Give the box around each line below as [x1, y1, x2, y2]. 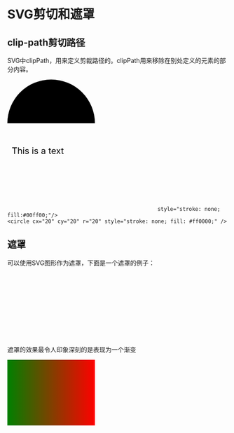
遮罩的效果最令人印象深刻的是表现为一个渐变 [7, 345, 137, 354]
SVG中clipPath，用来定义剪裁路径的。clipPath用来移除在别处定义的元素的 [7, 57, 220, 64]
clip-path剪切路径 [7, 36, 85, 48]
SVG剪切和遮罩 [7, 6, 95, 22]
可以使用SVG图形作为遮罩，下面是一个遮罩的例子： [7, 259, 156, 267]
